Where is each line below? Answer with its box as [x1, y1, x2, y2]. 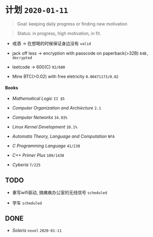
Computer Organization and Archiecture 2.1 [12, 105, 101, 111]
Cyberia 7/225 [12, 162, 41, 168]
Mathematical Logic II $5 [12, 96, 65, 102]
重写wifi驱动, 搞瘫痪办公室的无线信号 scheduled [12, 189, 108, 195]
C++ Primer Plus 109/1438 [12, 152, 65, 158]
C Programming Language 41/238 [12, 143, 81, 149]
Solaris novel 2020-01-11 [12, 227, 62, 233]
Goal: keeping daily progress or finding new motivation [17, 21, 128, 27]
